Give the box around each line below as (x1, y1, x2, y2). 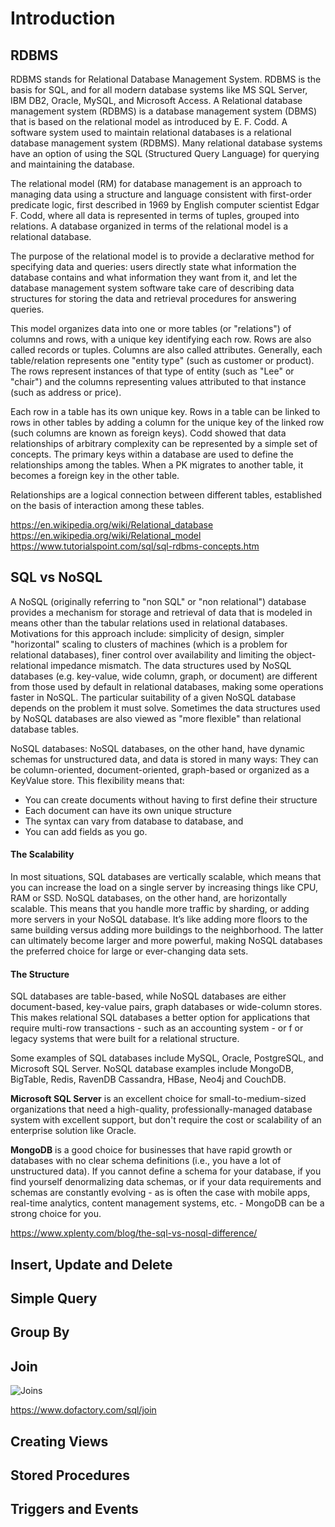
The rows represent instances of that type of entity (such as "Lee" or (10, 365, 295, 377)
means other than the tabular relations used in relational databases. (10, 617, 288, 629)
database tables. (10, 723, 80, 735)
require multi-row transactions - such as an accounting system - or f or (10, 1022, 304, 1034)
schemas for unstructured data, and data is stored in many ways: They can (10, 753, 319, 765)
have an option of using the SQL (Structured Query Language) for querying (10, 148, 320, 159)
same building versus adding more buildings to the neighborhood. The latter (10, 924, 324, 936)
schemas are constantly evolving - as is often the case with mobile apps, (10, 1187, 311, 1199)
